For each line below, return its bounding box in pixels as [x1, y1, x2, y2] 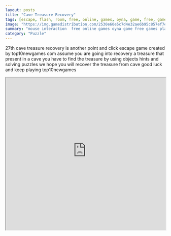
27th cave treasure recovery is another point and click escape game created [5, 45, 165, 51]
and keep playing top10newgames [5, 67, 77, 73]
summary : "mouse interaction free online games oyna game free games [5, 26, 158, 32]
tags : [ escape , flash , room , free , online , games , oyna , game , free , [5, 17, 156, 22]
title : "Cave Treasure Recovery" [5, 12, 76, 17]
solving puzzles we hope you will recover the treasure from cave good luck [5, 62, 162, 67]
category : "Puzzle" [5, 31, 47, 36]
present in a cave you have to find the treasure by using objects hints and [5, 56, 159, 62]
